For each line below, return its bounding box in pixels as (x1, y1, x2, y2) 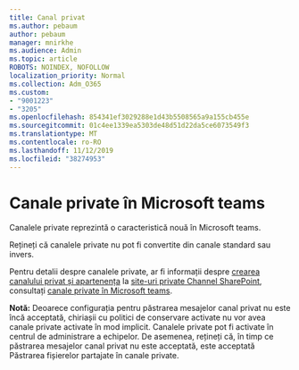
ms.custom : (9, 88, 50, 97)
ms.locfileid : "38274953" (9, 154, 105, 164)
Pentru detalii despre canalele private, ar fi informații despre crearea (9, 266, 261, 277)
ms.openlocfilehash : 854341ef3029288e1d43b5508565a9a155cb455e (9, 113, 250, 122)
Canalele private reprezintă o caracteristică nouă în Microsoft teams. (9, 223, 262, 233)
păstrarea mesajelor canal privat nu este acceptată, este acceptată (9, 341, 255, 351)
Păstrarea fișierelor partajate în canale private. (9, 350, 180, 361)
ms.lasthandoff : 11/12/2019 (9, 146, 114, 155)
